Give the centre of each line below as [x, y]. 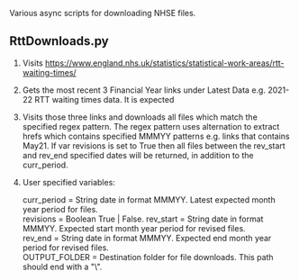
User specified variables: [68, 182]
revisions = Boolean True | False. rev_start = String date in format [143, 219]
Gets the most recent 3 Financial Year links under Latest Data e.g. [144, 90]
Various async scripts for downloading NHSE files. [103, 13]
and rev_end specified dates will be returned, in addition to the [138, 155]
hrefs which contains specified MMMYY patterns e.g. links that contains [156, 136]
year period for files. [60, 209]
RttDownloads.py [59, 41]
